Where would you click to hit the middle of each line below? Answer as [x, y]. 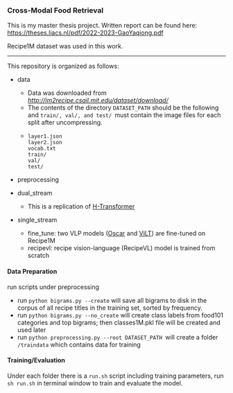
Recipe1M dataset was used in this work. [65, 46]
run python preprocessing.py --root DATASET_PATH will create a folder [118, 337]
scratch [38, 256]
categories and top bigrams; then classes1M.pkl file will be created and [119, 322]
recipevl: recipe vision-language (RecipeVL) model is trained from [121, 248]
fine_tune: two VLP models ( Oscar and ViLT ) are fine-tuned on [116, 234]
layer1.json [45, 137]
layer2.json [45, 143]
